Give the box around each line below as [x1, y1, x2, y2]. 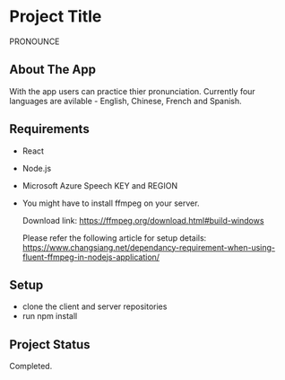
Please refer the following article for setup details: [22, 232, 207, 243]
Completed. [9, 361, 53, 372]
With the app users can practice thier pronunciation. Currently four [9, 85, 255, 96]
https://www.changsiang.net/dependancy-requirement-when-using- [22, 242, 276, 252]
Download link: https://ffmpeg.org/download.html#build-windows [22, 215, 264, 225]
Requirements [9, 121, 90, 137]
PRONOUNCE [9, 36, 60, 47]
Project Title [9, 6, 102, 27]
